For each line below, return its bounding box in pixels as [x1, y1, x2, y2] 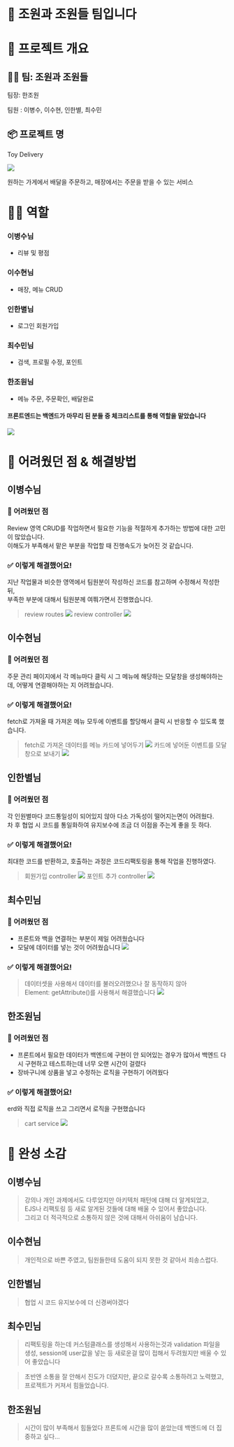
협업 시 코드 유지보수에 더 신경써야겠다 [24, 1298, 129, 1306]
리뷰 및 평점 [17, 249, 50, 257]
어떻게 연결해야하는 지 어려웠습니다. [16, 680, 114, 689]
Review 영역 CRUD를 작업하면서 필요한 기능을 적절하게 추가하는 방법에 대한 [7, 524, 213, 532]
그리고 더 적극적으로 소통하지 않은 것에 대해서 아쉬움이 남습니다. [24, 1213, 198, 1221]
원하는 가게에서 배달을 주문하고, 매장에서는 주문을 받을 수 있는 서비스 [7, 178, 193, 186]
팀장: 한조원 [7, 91, 40, 99]
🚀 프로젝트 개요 [7, 41, 89, 57]
